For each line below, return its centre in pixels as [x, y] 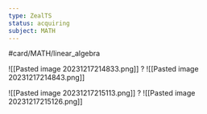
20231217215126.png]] [46, 102]
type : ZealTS [30, 16]
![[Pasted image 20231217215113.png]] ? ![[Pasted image [102, 93]
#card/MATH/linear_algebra [54, 54]
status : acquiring [39, 23]
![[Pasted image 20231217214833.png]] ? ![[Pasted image [103, 69]
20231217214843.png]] [47, 78]
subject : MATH [32, 31]
